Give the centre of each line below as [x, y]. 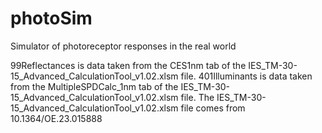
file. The [197, 97]
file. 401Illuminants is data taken [246, 76]
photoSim [51, 18]
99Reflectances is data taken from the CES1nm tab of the [128, 65]
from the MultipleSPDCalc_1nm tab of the [94, 86]
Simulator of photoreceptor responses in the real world [123, 46]
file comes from [213, 108]
